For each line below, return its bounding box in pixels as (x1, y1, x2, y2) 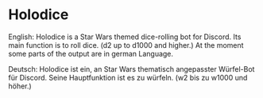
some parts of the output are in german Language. (8, 49, 173, 58)
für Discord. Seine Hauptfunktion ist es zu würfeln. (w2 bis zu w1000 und (8, 73, 248, 82)
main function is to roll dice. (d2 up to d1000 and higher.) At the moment (8, 40, 244, 49)
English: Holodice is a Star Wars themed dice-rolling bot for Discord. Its (8, 32, 242, 41)
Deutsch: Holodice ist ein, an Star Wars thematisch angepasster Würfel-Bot (8, 64, 255, 73)
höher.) (8, 81, 32, 91)
